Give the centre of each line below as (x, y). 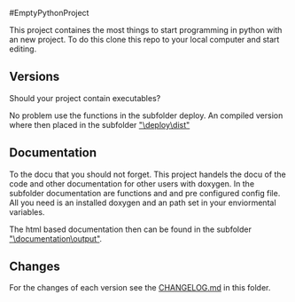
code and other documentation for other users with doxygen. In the (132, 183)
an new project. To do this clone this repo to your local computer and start (144, 40)
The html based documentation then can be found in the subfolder (131, 229)
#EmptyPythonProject (49, 13)
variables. (27, 211)
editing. (23, 49)
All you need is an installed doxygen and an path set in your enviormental (143, 203)
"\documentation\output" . (56, 238)
